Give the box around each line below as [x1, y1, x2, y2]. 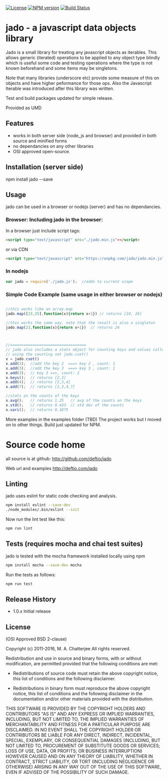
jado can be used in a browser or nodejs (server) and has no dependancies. [5, 204, 162, 210]
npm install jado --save [5, 176, 53, 182]
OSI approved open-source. [12, 148, 70, 154]
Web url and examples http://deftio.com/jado [5, 465, 98, 471]
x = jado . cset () [5, 357, 39, 362]
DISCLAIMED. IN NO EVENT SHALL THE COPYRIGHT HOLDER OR [5, 727, 141, 733]
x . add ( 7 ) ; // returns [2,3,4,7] [5, 384, 75, 389]
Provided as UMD [5, 105, 42, 111]
